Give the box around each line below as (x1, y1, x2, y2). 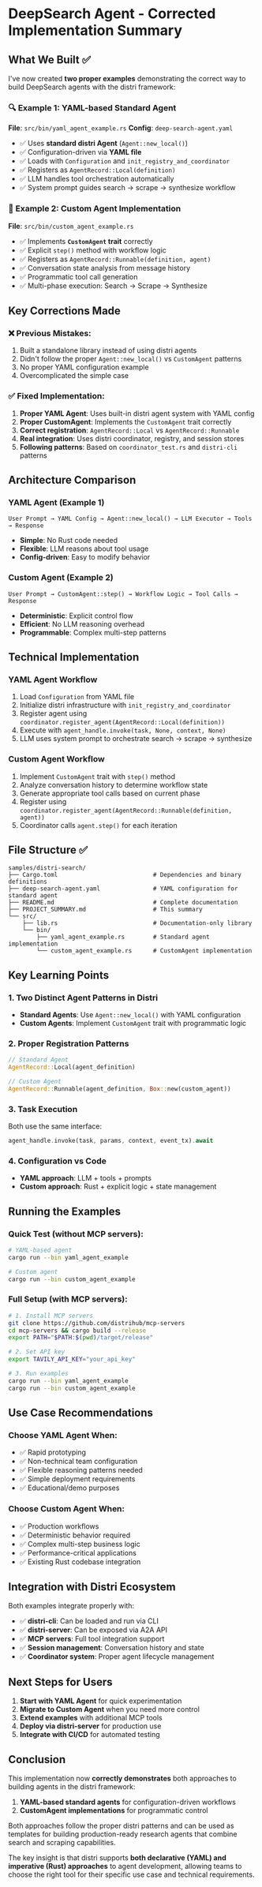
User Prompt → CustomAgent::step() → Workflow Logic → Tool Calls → (8, 590, 238, 598)
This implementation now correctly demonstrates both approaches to (8, 1773, 237, 1784)
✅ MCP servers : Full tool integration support (19, 1634, 165, 1644)
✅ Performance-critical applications (19, 1548, 137, 1557)
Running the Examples (8, 1204, 121, 1218)
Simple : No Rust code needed (19, 536, 118, 545)
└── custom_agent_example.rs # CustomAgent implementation (36, 947, 253, 955)
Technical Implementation (8, 650, 140, 664)
